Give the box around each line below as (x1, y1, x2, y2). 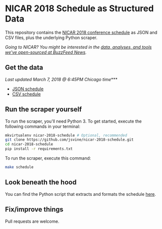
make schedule (5, 165, 34, 170)
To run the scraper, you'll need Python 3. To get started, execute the (5, 118, 142, 124)
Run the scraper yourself (5, 105, 82, 114)
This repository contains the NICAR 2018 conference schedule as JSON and (5, 29, 158, 35)
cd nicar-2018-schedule (5, 142, 54, 147)
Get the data (5, 63, 43, 72)
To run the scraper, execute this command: (5, 155, 91, 161)
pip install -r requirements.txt (5, 146, 73, 151)
